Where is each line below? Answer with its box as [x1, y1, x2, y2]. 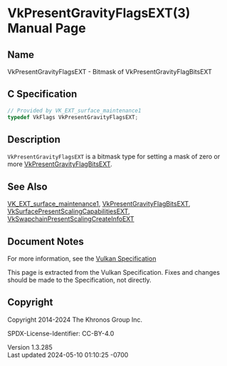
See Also [7, 181, 48, 193]
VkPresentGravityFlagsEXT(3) [7, 5, 191, 21]
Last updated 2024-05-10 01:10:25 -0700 [7, 350, 129, 359]
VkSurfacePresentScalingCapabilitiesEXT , [7, 207, 130, 215]
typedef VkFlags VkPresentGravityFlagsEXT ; [7, 113, 139, 121]
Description [7, 133, 60, 146]
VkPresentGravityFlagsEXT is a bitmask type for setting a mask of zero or [7, 152, 221, 161]
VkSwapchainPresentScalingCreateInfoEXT [7, 215, 134, 223]
